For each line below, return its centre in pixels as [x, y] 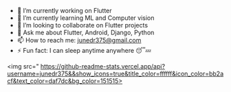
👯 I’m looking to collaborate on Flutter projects [82, 25]
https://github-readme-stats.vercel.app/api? [103, 66]
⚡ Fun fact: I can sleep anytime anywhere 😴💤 [84, 50]
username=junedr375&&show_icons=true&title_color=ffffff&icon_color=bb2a [115, 73]
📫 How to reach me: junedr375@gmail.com [79, 40]
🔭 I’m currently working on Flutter [64, 11]
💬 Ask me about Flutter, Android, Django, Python [86, 32]
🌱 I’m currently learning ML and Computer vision [86, 18]
